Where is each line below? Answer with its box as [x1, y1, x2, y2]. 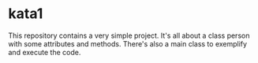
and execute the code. [8, 47, 81, 57]
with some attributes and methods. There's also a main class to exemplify [8, 39, 247, 48]
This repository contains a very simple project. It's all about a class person [8, 31, 250, 40]
